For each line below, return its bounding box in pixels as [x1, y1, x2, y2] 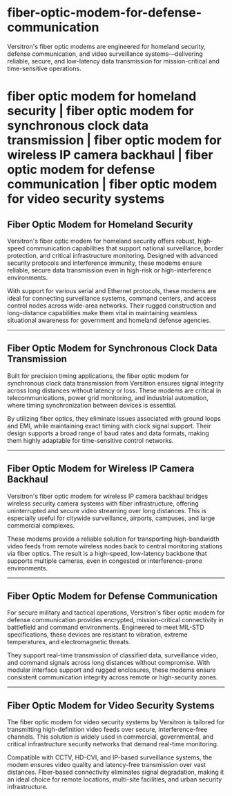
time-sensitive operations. [7, 64, 81, 72]
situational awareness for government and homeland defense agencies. [7, 316, 211, 324]
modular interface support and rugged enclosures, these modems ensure [7, 666, 216, 674]
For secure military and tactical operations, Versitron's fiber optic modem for [7, 608, 225, 617]
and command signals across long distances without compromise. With [7, 659, 211, 667]
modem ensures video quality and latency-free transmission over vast [7, 761, 206, 769]
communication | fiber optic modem [7, 177, 217, 192]
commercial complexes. [7, 521, 75, 529]
